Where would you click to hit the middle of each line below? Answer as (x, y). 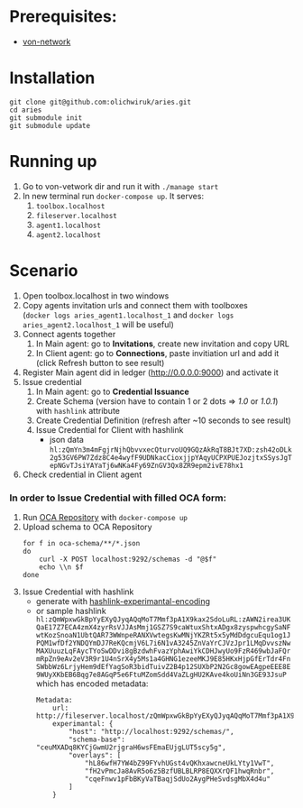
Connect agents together (69, 334)
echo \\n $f (61, 567)
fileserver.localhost (76, 216)
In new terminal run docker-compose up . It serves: (113, 196)
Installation (52, 78)
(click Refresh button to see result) (100, 363)
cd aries (26, 110)
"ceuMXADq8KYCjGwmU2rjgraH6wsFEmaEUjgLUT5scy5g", (131, 748)
